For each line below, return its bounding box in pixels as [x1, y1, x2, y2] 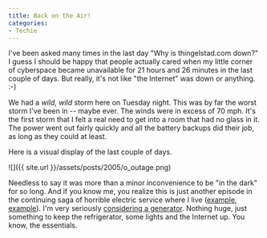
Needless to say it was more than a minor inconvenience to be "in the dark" [8, 178, 258, 188]
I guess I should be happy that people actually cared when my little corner [8, 57, 253, 66]
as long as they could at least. [8, 132, 107, 141]
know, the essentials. [8, 220, 78, 230]
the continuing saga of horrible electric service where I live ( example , [8, 195, 237, 204]
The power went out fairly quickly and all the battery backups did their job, [8, 123, 255, 133]
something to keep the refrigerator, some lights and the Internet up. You [8, 212, 245, 222]
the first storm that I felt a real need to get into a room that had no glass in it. [8, 115, 260, 125]
